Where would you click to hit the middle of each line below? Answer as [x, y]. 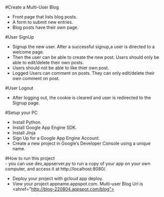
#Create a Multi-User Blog [32, 7]
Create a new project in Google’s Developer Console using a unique [81, 143]
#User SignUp [20, 37]
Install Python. [27, 122]
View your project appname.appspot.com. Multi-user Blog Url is [78, 184]
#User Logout [19, 88]
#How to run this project [30, 158]
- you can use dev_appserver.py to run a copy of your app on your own [78, 163]
